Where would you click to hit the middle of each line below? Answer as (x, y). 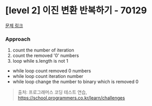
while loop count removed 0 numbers (52, 71)
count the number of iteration (43, 50)
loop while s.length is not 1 (40, 61)
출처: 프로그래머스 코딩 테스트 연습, (52, 92)
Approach (18, 39)
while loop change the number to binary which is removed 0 (75, 82)
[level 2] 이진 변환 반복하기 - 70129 (76, 10)
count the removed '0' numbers (46, 56)
